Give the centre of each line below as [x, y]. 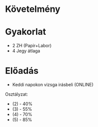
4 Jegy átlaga [26, 51]
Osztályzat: [16, 94]
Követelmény [33, 9]
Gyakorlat [26, 32]
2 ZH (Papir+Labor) [32, 46]
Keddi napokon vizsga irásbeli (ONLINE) [53, 85]
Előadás [22, 71]
